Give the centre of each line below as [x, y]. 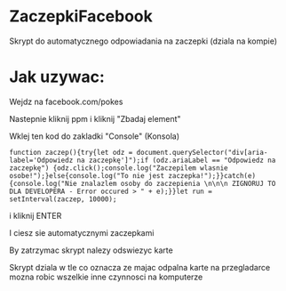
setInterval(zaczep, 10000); [63, 199]
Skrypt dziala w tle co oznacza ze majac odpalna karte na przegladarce [140, 267]
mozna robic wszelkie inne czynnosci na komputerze [106, 277]
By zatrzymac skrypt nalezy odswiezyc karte [91, 250]
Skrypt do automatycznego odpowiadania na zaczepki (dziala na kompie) [143, 41]
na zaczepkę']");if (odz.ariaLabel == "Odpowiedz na [176, 160]
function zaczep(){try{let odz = [71, 152]
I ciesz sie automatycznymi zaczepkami [82, 232]
